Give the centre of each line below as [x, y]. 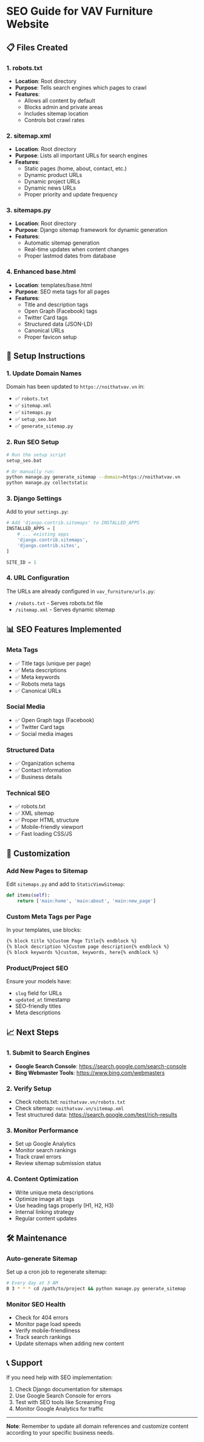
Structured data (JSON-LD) [58, 324]
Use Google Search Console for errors [63, 1396]
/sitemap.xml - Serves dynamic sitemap [65, 609]
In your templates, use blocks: [44, 930]
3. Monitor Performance [42, 1130]
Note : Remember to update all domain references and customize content [97, 1426]
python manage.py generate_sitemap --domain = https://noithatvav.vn [93, 477]
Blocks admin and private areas [63, 107]
